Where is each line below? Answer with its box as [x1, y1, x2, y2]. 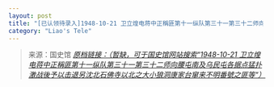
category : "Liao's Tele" [8, 27, 92, 35]
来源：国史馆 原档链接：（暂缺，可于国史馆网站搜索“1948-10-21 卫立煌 [27, 50, 261, 60]
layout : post [8, 11, 53, 20]
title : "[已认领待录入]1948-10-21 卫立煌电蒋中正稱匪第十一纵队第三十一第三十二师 [8, 19, 259, 27]
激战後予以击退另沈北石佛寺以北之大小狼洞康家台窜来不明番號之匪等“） [27, 70, 266, 80]
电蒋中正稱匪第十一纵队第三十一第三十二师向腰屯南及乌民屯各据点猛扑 [27, 60, 263, 69]
